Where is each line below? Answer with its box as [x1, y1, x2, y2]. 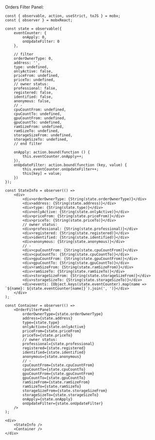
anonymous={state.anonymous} [22, 354, 82, 359]
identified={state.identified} [22, 350, 86, 355]
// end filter [14, 141, 42, 146]
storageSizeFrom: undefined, [14, 133, 73, 138]
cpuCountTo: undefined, [14, 111, 62, 116]
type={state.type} [22, 320, 60, 325]
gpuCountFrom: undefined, [14, 116, 67, 121]
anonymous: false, [14, 99, 51, 104]
